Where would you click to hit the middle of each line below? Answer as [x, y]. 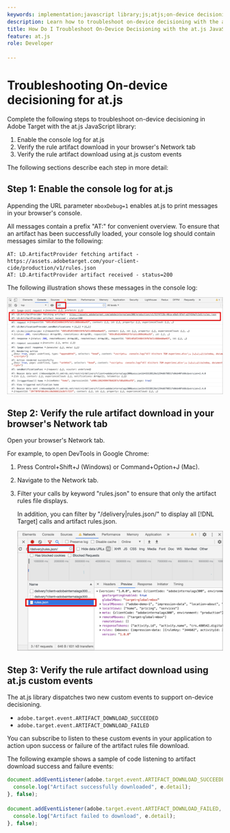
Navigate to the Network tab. [58, 480]
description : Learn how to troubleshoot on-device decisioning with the [113, 22]
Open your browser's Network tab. [56, 441]
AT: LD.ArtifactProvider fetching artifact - [73, 254]
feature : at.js [29, 36]
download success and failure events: [61, 766]
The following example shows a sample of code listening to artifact [102, 759]
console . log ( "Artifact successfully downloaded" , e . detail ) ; [102, 787]
